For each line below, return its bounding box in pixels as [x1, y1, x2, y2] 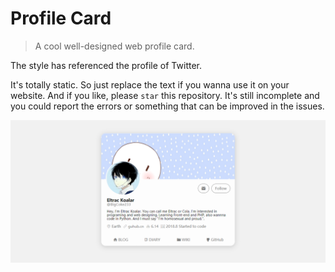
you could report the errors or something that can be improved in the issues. [10, 100, 325, 112]
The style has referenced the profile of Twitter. [10, 59, 202, 71]
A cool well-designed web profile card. [34, 40, 195, 52]
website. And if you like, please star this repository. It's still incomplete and [10, 89, 320, 101]
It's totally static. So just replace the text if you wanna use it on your [10, 78, 290, 91]
